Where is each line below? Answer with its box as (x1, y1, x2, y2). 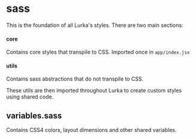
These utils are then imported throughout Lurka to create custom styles (6, 87, 182, 94)
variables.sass (6, 110, 62, 121)
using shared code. (6, 93, 54, 100)
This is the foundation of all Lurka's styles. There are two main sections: (6, 21, 183, 29)
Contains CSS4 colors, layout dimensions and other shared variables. (6, 126, 177, 134)
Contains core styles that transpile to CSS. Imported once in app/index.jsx (6, 48, 190, 55)
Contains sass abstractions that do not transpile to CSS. (6, 75, 144, 82)
